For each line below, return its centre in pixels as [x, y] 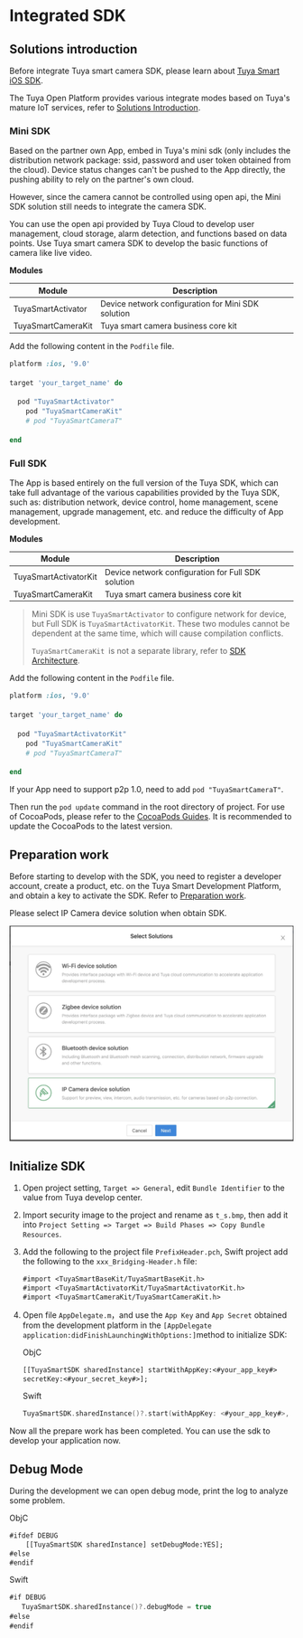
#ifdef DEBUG [34, 1536]
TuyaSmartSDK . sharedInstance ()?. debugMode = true [116, 1606]
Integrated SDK [68, 16]
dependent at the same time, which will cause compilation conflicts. [157, 633]
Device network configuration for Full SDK [183, 572]
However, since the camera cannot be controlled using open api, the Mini [145, 197]
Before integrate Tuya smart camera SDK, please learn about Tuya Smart [145, 71]
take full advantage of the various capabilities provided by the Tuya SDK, [145, 492]
